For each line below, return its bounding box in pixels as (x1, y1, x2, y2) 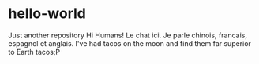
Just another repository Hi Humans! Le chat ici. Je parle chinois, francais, (8, 30, 247, 40)
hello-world (8, 5, 87, 23)
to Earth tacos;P (8, 47, 61, 56)
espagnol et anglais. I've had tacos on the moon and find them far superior (8, 38, 251, 48)
